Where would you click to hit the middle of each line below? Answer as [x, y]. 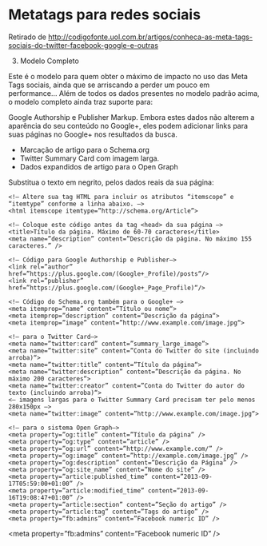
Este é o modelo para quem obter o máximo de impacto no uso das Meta [128, 76]
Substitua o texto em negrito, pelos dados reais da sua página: [111, 182]
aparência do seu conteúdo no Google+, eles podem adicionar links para [128, 126]
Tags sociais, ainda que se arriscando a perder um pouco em [109, 85]
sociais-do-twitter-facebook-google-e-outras [83, 45]
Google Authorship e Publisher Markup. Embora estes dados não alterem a [132, 117]
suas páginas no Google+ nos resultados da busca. [93, 134]
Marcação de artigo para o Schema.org [85, 149]
